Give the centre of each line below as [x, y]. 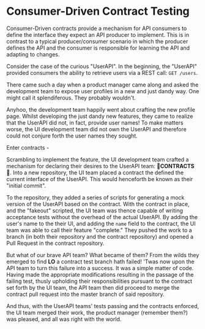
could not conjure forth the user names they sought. [72, 136]
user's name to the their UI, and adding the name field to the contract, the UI [101, 223]
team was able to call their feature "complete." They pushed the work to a [99, 230]
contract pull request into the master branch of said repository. [85, 294]
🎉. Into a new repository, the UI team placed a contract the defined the [95, 172]
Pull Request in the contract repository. [55, 243]
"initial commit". [26, 185]
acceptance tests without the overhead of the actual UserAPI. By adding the [102, 217]
